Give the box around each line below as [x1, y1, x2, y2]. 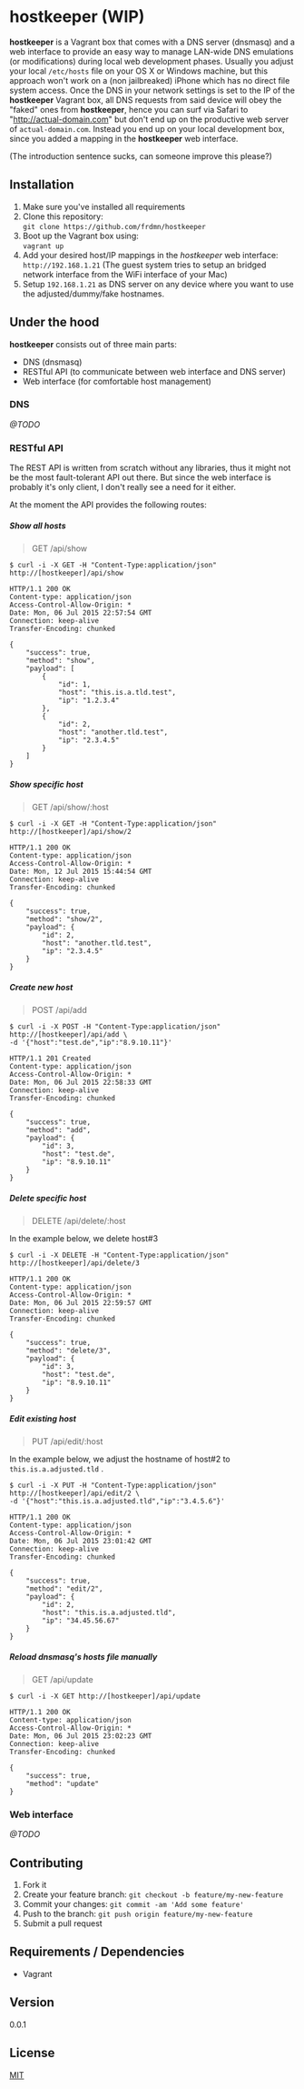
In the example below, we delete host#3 [9, 1233, 159, 1244]
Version [9, 1994, 54, 2011]
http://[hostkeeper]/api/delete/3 [9, 1259, 141, 1268]
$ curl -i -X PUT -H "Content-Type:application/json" [9, 1481, 218, 1490]
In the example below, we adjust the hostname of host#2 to [9, 1453, 231, 1464]
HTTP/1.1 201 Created [9, 1054, 92, 1063]
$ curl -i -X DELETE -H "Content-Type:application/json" [9, 1250, 230, 1260]
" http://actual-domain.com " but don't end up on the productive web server [9, 114, 289, 125]
